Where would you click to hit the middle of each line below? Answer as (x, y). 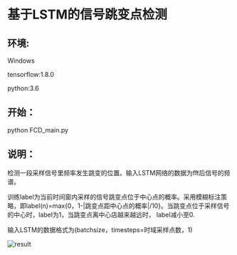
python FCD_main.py (38, 130)
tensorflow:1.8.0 (31, 74)
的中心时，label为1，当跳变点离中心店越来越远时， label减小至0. (101, 214)
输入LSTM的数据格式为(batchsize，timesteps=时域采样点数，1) (100, 229)
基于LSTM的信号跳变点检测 (87, 15)
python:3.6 (23, 88)
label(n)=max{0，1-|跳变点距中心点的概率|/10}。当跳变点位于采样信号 (128, 205)
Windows (21, 61)
